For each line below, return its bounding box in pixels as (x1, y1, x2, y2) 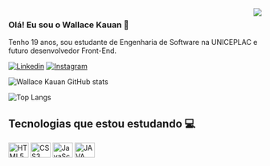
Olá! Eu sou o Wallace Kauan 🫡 (8, 19, 129, 30)
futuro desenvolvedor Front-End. (8, 46, 117, 55)
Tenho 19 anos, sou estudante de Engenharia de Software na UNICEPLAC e (8, 38, 258, 47)
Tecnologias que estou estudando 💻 (8, 116, 196, 131)
